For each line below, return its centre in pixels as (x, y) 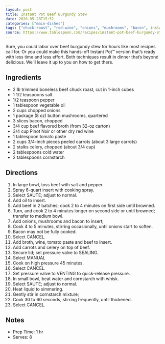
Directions (22, 173)
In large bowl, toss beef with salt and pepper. (58, 184)
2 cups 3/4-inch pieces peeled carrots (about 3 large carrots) (75, 142)
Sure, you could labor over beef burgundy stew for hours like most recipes (81, 46)
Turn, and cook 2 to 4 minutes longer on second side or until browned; (84, 211)
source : (13, 32)
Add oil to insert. (29, 200)
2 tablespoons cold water (38, 152)
